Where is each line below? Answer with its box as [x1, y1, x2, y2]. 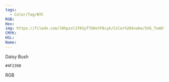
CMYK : [5, 30, 17, 35]
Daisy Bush [5, 53, 29, 59]
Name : [5, 40, 17, 45]
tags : [5, 7, 17, 12]
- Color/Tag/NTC [10, 12, 44, 17]
